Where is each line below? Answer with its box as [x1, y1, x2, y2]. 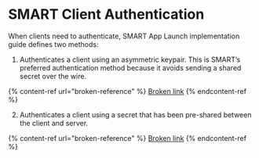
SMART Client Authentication [8, 5, 205, 23]
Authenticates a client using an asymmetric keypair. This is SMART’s [19, 55, 241, 64]
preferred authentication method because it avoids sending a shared [19, 63, 242, 72]
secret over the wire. [19, 71, 87, 81]
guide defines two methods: [8, 39, 99, 48]
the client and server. [19, 118, 89, 127]
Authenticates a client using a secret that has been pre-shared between [19, 110, 252, 119]
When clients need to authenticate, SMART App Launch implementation [8, 31, 240, 41]
